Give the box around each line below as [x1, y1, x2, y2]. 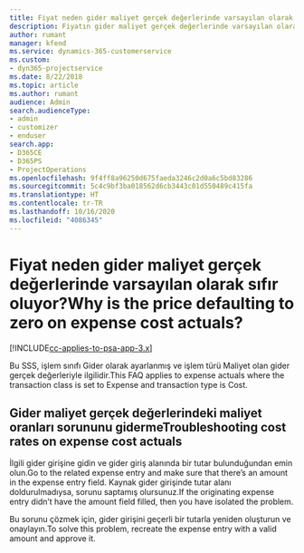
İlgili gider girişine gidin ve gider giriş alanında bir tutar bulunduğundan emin [9, 458, 293, 469]
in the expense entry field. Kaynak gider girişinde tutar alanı [9, 477, 232, 488]
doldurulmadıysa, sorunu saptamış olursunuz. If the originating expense [9, 487, 274, 498]
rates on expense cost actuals [9, 433, 183, 449]
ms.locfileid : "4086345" [9, 215, 103, 225]
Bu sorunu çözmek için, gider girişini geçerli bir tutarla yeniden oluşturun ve [9, 514, 291, 525]
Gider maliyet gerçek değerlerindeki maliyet [9, 405, 262, 421]
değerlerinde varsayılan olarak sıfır [9, 274, 279, 295]
